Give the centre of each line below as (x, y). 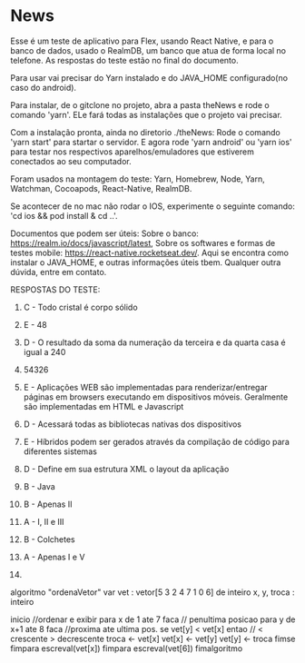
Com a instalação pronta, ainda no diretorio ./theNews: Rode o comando (145, 132)
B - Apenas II (48, 504)
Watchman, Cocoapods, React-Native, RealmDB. (101, 188)
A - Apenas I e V (54, 557)
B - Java (39, 486)
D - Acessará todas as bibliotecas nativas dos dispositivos (133, 424)
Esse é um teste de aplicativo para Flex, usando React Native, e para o (142, 41)
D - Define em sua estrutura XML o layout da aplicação (126, 469)
